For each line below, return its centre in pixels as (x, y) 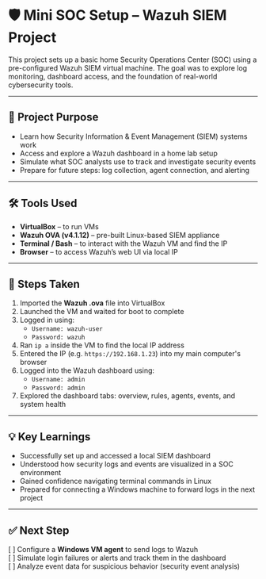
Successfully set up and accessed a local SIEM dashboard (115, 456)
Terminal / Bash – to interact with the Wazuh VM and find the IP (123, 243)
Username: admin (58, 380)
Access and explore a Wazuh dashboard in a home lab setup (118, 153)
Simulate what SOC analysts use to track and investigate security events (138, 161)
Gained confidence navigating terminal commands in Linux (116, 481)
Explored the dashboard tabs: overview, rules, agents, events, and (127, 396)
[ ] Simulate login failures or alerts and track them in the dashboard (117, 558)
